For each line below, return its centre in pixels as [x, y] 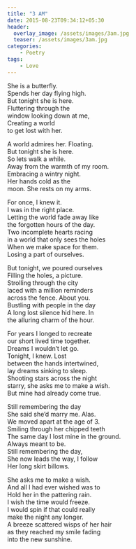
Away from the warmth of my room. [58, 166]
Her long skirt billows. [38, 466]
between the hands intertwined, [53, 363]
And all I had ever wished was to [54, 487]
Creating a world [31, 123]
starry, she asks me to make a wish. [59, 385]
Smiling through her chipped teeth [56, 429]
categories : [24, 46]
